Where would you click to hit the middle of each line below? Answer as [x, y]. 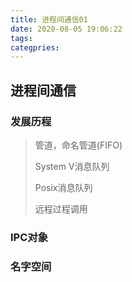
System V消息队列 [72, 166]
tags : [21, 38]
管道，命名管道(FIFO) [78, 145]
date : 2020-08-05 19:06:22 [66, 29]
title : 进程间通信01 [49, 19]
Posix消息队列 [63, 187]
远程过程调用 [61, 208]
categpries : [35, 47]
